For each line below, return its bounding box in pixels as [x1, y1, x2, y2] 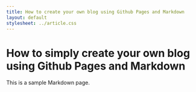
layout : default [6, 15, 47, 21]
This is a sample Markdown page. [6, 79, 90, 87]
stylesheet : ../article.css [6, 20, 77, 26]
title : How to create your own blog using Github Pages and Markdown [6, 8, 185, 15]
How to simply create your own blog [6, 46, 191, 60]
